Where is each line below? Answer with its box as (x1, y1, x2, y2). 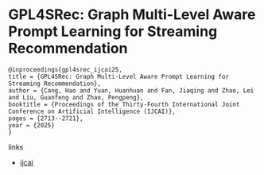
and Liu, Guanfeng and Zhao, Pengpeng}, (8, 93, 145, 101)
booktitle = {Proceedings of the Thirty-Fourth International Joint (8, 100, 240, 108)
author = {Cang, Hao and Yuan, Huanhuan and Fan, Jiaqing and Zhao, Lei (8, 86, 254, 95)
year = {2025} (8, 121, 56, 129)
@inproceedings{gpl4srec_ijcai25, (8, 65, 123, 73)
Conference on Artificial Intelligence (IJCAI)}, (8, 107, 177, 115)
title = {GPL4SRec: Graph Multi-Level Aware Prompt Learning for (8, 72, 229, 80)
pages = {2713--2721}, (8, 114, 83, 122)
